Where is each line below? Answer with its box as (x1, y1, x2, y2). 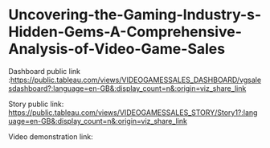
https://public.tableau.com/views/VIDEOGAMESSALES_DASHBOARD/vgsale (10, 75, 262, 84)
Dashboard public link (8, 66, 81, 76)
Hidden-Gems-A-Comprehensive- (8, 23, 243, 41)
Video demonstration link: (8, 131, 94, 142)
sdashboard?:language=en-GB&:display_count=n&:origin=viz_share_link (8, 83, 247, 93)
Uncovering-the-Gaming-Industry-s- (8, 6, 262, 24)
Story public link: (8, 99, 64, 109)
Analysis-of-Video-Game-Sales (8, 40, 226, 58)
